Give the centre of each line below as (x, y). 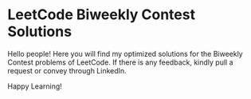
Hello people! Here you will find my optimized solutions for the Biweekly (125, 53)
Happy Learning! (35, 86)
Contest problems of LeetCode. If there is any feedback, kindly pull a (120, 62)
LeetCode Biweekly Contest (102, 15)
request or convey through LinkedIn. (67, 70)
